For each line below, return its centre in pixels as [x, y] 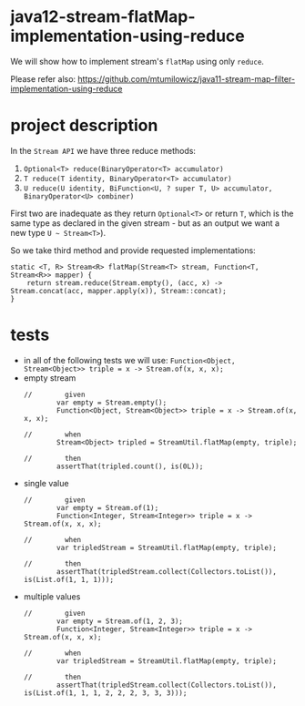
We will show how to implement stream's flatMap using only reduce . [137, 61]
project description [84, 126]
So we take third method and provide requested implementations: [133, 250]
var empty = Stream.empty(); [112, 403]
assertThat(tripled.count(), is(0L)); [130, 466]
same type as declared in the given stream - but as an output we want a [145, 223]
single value [46, 483]
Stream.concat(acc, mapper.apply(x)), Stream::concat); [118, 291]
